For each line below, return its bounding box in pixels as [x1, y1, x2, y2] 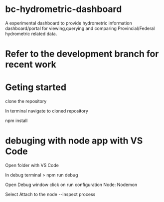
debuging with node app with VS [5, 135, 143, 146]
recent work [5, 59, 56, 70]
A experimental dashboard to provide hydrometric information [5, 20, 132, 26]
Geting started [5, 81, 66, 93]
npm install [5, 117, 28, 123]
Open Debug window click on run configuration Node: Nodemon [5, 181, 138, 187]
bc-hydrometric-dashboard [5, 3, 122, 15]
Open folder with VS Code [5, 162, 59, 168]
